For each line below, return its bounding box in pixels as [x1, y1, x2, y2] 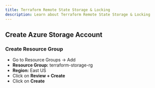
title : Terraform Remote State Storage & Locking [5, 7, 111, 12]
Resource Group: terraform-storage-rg [12, 62, 93, 68]
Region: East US [12, 67, 46, 73]
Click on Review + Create [12, 73, 66, 79]
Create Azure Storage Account [5, 30, 103, 39]
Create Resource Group [5, 45, 63, 52]
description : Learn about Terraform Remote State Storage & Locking [5, 12, 151, 17]
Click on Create [12, 78, 45, 84]
